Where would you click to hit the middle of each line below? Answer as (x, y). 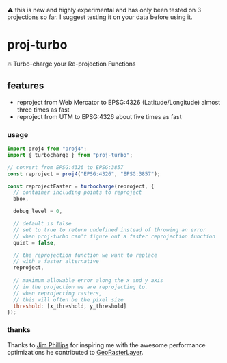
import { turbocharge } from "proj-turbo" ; (70, 155)
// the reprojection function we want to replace (85, 255)
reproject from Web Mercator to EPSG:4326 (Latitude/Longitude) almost (119, 102)
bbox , (21, 199)
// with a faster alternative (56, 262)
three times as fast (43, 110)
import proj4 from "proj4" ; (47, 149)
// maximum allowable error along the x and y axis (89, 281)
